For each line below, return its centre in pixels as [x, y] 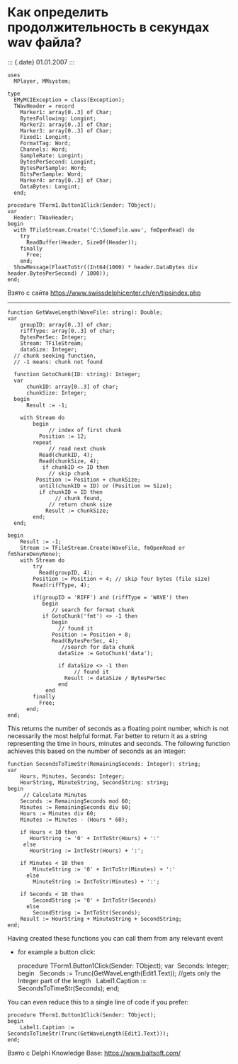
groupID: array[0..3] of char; [66, 324]
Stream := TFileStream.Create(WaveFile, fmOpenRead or [103, 548]
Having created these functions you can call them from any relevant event [115, 938]
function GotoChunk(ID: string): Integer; [77, 374]
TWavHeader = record [44, 106]
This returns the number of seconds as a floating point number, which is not [118, 728]
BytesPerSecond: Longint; [58, 162]
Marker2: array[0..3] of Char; [66, 125]
